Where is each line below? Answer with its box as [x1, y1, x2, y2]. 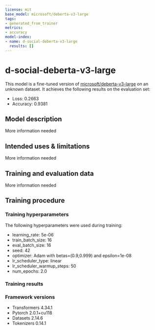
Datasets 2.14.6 [12, 315, 43, 321]
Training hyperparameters [5, 211, 69, 218]
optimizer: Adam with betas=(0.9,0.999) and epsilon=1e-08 [12, 253, 132, 259]
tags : [5, 16, 16, 21]
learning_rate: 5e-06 [12, 232, 54, 237]
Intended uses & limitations [5, 142, 90, 150]
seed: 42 [12, 247, 30, 253]
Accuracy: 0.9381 [12, 101, 48, 107]
